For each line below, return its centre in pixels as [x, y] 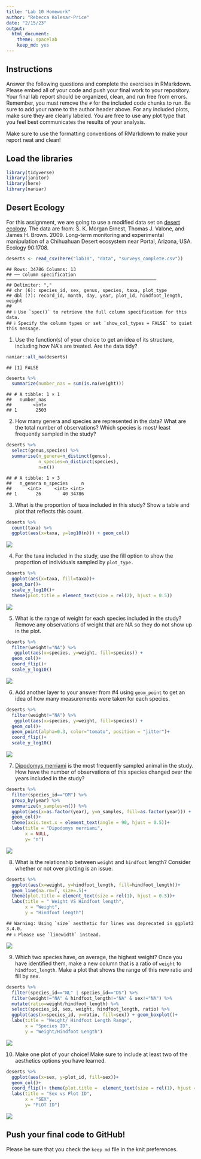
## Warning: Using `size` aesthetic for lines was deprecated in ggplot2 [100, 923]
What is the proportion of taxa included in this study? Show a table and [102, 505]
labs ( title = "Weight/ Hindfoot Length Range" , [72, 1021]
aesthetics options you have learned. [60, 1060]
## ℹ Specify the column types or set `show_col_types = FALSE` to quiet [99, 323]
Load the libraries [39, 159]
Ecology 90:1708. [28, 247]
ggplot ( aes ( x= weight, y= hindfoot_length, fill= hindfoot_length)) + [96, 885]
